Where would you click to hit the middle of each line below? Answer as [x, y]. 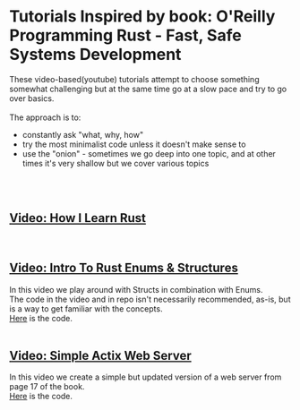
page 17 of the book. [47, 387]
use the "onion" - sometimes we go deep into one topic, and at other [149, 153]
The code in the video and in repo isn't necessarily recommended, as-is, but [150, 299]
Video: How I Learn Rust [77, 218]
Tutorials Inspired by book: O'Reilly [142, 17]
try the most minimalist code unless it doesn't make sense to [134, 144]
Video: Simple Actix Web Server [100, 355]
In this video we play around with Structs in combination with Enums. [136, 289]
